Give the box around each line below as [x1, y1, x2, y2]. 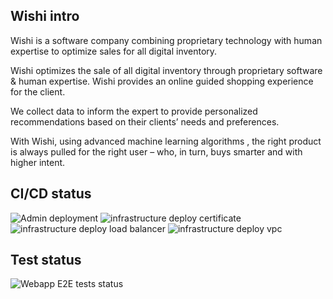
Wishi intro [10, 8, 80, 25]
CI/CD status [10, 185, 92, 203]
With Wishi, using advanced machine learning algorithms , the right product [10, 135, 322, 147]
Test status [10, 252, 82, 269]
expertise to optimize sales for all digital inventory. [10, 45, 218, 57]
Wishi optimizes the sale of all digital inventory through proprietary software [10, 64, 323, 76]
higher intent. [10, 156, 66, 168]
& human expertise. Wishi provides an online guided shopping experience [10, 75, 314, 87]
